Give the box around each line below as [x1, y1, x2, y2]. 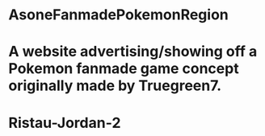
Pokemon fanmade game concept [8, 60, 240, 78]
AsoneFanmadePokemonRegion [8, 6, 229, 24]
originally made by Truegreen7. [8, 76, 222, 95]
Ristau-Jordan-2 [8, 113, 121, 132]
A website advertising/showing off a [8, 43, 258, 61]
